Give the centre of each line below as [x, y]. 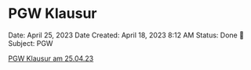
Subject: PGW [31, 43]
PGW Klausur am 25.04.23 [51, 58]
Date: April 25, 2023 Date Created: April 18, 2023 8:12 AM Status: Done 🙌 [126, 35]
